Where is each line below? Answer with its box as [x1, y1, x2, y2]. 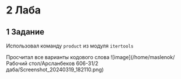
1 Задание [6, 27, 45, 37]
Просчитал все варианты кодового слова [6, 54, 110, 60]
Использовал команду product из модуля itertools [6, 42, 134, 49]
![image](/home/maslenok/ [110, 54, 175, 60]
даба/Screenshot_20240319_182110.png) [6, 66, 104, 73]
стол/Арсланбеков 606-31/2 [28, 60, 99, 67]
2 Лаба [6, 4, 41, 17]
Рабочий [6, 60, 28, 67]
